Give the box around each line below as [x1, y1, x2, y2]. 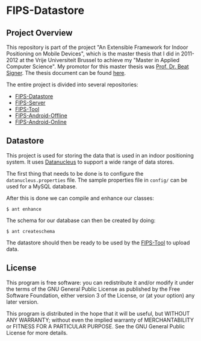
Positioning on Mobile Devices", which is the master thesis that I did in [6, 50, 180, 57]
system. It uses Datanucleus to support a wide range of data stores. [6, 158, 175, 165]
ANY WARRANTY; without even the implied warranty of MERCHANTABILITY [6, 316, 194, 323]
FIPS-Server [14, 99, 46, 106]
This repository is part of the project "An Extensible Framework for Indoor [6, 43, 188, 51]
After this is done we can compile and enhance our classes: [6, 194, 155, 202]
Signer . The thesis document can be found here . [6, 69, 126, 76]
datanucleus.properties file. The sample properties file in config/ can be [6, 176, 188, 183]
